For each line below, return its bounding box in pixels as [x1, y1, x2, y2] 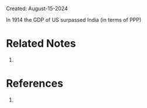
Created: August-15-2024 [6, 5, 69, 12]
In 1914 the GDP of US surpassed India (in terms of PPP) [6, 16, 142, 23]
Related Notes [6, 37, 76, 50]
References [6, 77, 63, 90]
